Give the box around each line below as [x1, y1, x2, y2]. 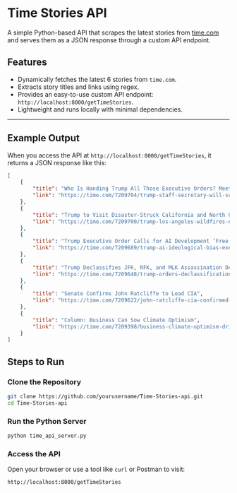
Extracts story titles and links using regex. [17, 83, 140, 91]
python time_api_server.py [7, 432, 87, 439]
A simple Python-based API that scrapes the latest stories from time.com [7, 28, 219, 37]
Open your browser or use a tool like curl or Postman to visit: [7, 465, 186, 474]
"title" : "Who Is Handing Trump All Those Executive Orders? [32, 185, 217, 192]
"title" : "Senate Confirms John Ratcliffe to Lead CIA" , [32, 290, 203, 297]
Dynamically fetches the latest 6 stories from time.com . [17, 75, 177, 83]
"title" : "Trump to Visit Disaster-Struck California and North [32, 211, 226, 218]
